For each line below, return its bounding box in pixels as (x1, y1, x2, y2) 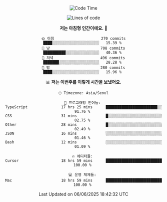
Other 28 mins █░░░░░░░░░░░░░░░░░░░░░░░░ (5, 122, 162, 127)
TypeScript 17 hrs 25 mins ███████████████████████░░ (5, 105, 162, 110)
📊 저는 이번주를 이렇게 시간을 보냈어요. (45, 79, 122, 85)
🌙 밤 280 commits (41, 65, 125, 70)
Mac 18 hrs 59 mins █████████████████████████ (5, 178, 162, 183)
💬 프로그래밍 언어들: (64, 100, 101, 105)
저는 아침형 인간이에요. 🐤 (59, 25, 108, 31)
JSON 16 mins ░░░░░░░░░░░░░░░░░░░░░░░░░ (5, 131, 162, 136)
